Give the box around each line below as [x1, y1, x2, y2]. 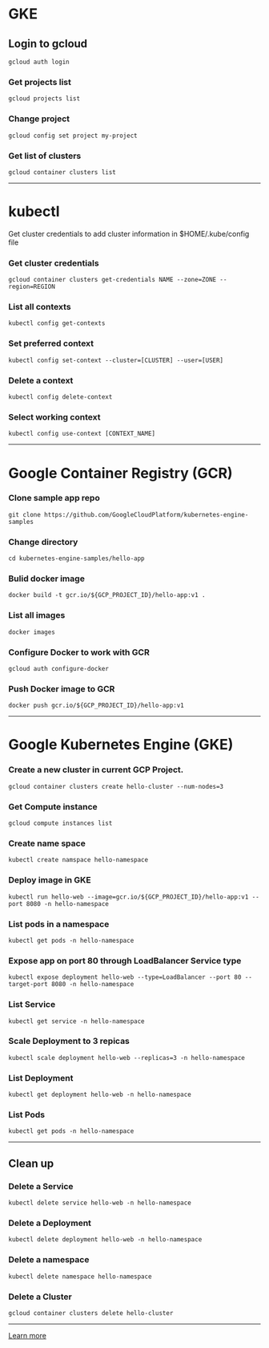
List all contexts [8, 302, 71, 313]
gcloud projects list [8, 95, 81, 103]
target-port [8, 981, 48, 989]
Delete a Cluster [8, 1291, 72, 1302]
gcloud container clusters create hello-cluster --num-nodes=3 [8, 782, 224, 790]
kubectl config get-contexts [8, 319, 106, 327]
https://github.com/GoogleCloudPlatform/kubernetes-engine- [43, 510, 249, 518]
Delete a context [8, 375, 74, 386]
